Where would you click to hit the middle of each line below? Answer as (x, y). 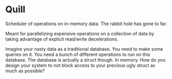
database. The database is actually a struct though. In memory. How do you (85, 60)
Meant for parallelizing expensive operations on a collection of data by (80, 33)
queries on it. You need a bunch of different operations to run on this (78, 54)
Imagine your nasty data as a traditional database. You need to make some (84, 49)
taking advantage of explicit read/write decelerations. (62, 39)
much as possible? (25, 71)
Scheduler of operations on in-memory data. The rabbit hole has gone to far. (86, 24)
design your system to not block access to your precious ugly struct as (80, 65)
